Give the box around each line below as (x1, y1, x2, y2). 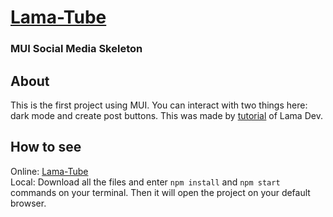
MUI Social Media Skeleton (10, 42, 143, 56)
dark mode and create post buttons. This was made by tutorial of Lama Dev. (10, 109, 323, 121)
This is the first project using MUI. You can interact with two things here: (10, 99, 308, 111)
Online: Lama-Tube (10, 165, 89, 177)
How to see (10, 139, 82, 156)
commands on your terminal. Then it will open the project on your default (10, 186, 311, 198)
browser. (10, 197, 47, 209)
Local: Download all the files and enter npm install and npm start (10, 176, 281, 188)
